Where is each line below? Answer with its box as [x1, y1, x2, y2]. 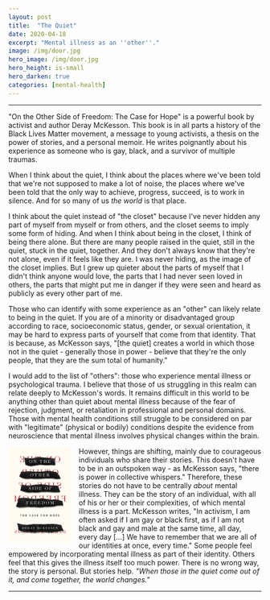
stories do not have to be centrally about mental [79, 480, 238, 490]
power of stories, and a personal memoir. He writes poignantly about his [8, 137, 247, 147]
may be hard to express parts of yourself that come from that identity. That [8, 329, 256, 339]
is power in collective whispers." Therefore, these [79, 472, 243, 482]
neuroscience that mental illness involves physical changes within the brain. [8, 431, 260, 441]
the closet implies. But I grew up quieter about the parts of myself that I [8, 263, 243, 272]
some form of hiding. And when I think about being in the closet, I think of [8, 228, 252, 238]
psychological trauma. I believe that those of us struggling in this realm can [8, 379, 257, 389]
